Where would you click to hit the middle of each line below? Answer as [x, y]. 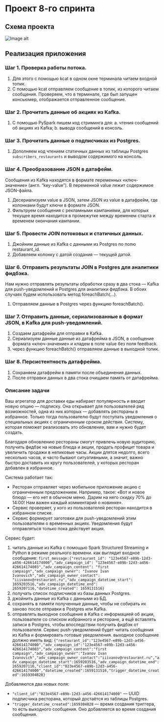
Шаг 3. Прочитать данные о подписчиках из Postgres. [73, 140]
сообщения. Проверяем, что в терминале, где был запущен [75, 94]
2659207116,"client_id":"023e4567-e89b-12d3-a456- [65, 667]
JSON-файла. [19, 190]
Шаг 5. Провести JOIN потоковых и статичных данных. [74, 233]
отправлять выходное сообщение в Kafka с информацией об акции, [83, 614]
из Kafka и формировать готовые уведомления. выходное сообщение [85, 635]
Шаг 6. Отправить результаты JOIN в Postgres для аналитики [82, 267]
